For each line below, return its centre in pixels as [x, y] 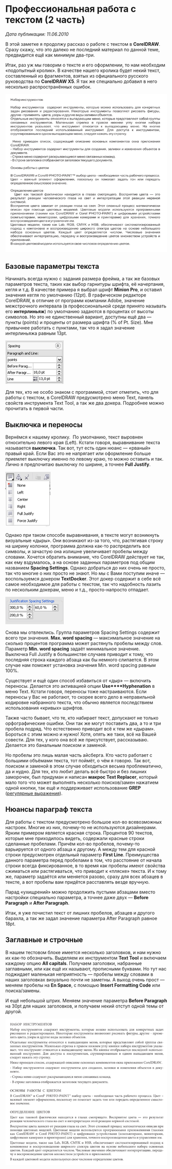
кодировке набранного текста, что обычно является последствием [79, 703]
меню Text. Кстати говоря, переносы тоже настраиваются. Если [76, 691]
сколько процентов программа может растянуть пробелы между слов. [84, 644]
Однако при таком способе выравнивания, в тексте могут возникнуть [82, 535]
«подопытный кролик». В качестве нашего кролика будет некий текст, [83, 70]
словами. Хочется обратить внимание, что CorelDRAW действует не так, [85, 557]
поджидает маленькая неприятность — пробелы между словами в [79, 974]
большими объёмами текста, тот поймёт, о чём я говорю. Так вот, [78, 761]
